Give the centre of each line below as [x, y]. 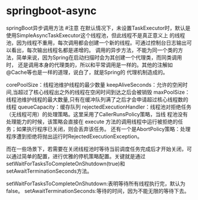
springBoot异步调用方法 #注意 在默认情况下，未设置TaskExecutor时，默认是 [98, 28]
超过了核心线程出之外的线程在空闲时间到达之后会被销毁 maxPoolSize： [104, 92]
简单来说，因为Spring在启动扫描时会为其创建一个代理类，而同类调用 [99, 57]
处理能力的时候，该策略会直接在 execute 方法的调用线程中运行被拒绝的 [92, 122]
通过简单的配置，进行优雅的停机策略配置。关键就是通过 [78, 156]
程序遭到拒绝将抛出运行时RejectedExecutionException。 [74, 136]
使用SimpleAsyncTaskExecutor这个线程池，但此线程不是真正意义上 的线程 [96, 35]
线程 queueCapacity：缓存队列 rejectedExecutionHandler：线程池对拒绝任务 [99, 107]
